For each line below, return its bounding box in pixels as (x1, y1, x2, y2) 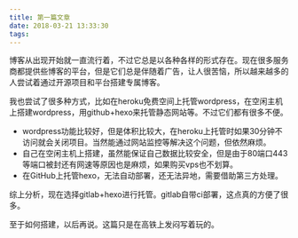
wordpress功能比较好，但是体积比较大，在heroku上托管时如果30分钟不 (21, 126, 283, 137)
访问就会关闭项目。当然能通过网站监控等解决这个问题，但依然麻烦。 (21, 137, 271, 147)
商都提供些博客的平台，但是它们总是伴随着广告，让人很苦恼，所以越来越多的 (9, 66, 289, 76)
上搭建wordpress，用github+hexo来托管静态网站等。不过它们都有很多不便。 (9, 107, 288, 118)
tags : (9, 29, 29, 38)
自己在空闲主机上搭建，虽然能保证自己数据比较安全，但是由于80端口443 (21, 148, 288, 159)
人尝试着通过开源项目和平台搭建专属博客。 (9, 77, 165, 88)
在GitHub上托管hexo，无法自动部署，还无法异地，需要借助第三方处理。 (21, 171, 284, 181)
